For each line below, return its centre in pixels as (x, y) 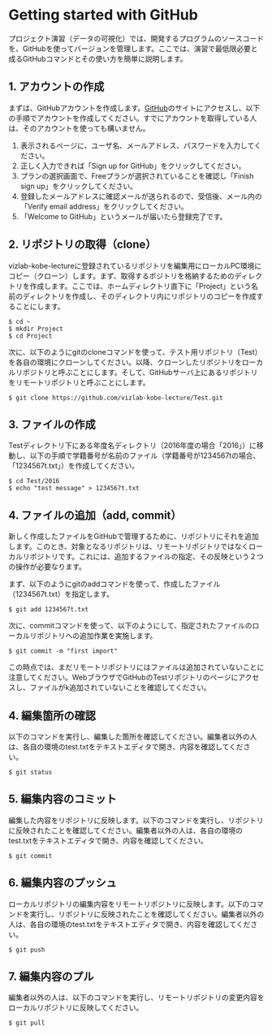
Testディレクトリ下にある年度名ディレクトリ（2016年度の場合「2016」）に (133, 446)
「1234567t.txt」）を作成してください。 (74, 466)
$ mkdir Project (36, 329)
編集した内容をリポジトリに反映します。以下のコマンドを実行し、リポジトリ (136, 820)
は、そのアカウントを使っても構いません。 (79, 128)
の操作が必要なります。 (47, 567)
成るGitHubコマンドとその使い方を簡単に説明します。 (98, 58)
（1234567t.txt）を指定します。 (61, 594)
